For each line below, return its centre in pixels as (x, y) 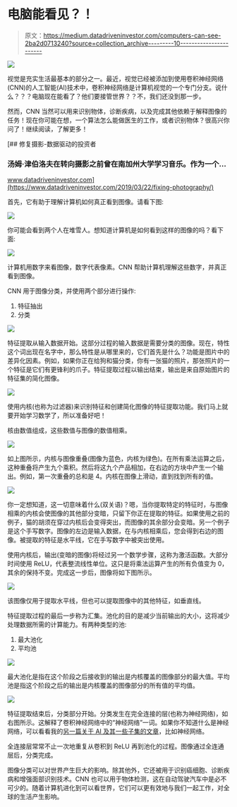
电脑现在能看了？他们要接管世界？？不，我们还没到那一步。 (118, 96)
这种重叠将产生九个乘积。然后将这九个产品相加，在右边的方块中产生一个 (112, 467)
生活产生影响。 (41, 797)
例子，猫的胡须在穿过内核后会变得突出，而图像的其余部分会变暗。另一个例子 (119, 522)
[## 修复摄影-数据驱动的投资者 (52, 144)
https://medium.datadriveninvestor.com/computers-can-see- (132, 35)
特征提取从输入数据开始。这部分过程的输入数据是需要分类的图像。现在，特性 (119, 343)
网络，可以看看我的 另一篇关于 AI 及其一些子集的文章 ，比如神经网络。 (108, 731)
